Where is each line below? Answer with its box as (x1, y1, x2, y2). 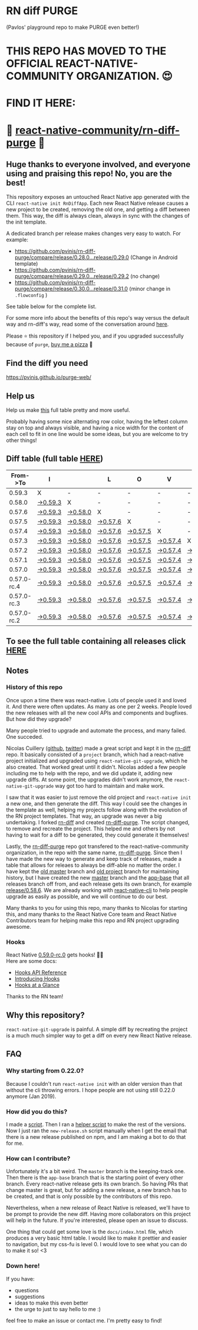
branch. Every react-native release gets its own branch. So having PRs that (6, 1180, 189, 1187)
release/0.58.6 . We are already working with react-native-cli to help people (6, 886, 189, 893)
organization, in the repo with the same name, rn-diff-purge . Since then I (6, 849, 183, 856)
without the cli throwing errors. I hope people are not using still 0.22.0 (6, 1086, 176, 1093)
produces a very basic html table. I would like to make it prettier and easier (6, 1234, 187, 1241)
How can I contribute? (6, 1154, 71, 1162)
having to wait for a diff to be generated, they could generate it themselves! (6, 831, 190, 838)
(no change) (130, 273, 160, 280)
